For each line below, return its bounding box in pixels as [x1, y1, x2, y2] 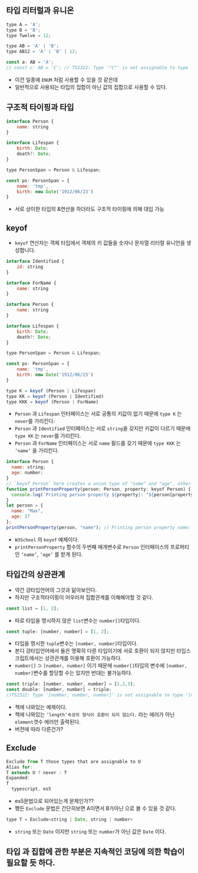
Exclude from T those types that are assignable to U [6, 759, 141, 765]
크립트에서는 [14, 654, 44, 662]
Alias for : [6, 764, 33, 770]
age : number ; [11, 470, 44, 476]
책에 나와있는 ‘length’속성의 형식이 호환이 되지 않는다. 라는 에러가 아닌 [14, 711, 175, 717]
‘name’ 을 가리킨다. [14, 447, 60, 454]
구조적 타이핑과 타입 [6, 102, 74, 113]
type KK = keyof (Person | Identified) [6, 393, 104, 399]
